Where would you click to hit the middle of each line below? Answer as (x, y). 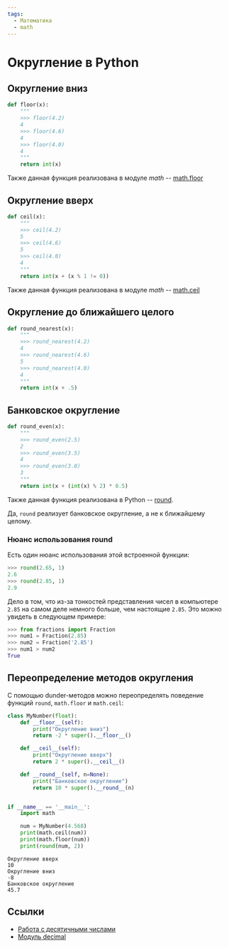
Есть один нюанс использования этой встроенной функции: (99, 555)
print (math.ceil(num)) (54, 833)
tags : (15, 14)
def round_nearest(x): (41, 329)
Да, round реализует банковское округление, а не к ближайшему (106, 513)
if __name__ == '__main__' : (49, 807)
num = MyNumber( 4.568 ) (54, 826)
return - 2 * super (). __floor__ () (82, 736)
